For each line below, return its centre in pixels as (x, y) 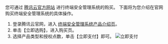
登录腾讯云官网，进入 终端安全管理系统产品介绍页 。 (66, 24)
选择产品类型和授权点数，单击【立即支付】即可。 (63, 36)
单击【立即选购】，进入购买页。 (45, 30)
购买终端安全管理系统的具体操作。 (40, 13)
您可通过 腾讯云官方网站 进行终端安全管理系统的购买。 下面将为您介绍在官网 (84, 7)
